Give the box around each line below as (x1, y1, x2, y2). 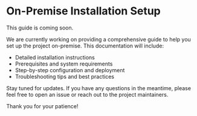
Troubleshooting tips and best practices (15, 73, 115, 80)
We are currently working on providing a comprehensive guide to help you (6, 35, 192, 43)
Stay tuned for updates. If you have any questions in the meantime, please (6, 84, 192, 91)
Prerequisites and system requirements (15, 60, 113, 67)
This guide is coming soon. (6, 24, 74, 31)
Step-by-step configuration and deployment (15, 66, 125, 73)
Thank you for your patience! (6, 102, 79, 109)
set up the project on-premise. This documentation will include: (6, 42, 164, 49)
